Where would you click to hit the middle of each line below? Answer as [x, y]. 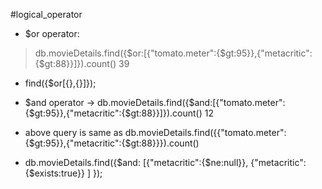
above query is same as [73, 132]
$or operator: [52, 33]
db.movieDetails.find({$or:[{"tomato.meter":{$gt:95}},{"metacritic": [173, 53]
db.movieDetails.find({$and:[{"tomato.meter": [191, 102]
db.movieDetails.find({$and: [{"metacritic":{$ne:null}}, [136, 162]
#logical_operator [46, 14]
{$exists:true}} [54, 173]
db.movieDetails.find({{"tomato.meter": [205, 132]
